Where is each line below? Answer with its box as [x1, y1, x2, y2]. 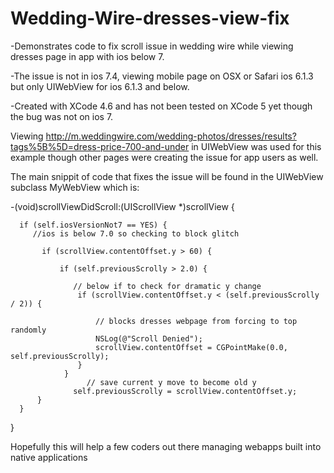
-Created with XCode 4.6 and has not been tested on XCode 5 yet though [10, 100, 313, 112]
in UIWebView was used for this [191, 140, 322, 152]
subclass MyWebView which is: [10, 181, 140, 193]
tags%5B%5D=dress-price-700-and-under [10, 140, 190, 152]
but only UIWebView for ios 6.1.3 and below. [10, 80, 190, 92]
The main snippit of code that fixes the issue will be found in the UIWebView [10, 170, 324, 182]
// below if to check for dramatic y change [73, 281, 262, 291]
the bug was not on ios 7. [10, 110, 114, 122]
